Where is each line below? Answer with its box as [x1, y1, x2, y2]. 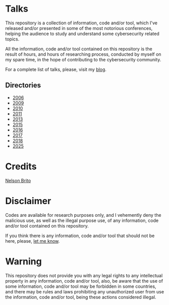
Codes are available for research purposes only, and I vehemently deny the [5, 212, 161, 218]
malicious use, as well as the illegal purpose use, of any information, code [5, 217, 159, 223]
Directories [5, 81, 41, 90]
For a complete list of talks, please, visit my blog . [5, 66, 107, 72]
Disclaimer [5, 195, 51, 207]
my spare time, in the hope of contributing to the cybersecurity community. [5, 56, 161, 62]
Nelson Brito [5, 177, 31, 183]
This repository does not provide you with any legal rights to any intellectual [5, 272, 163, 279]
